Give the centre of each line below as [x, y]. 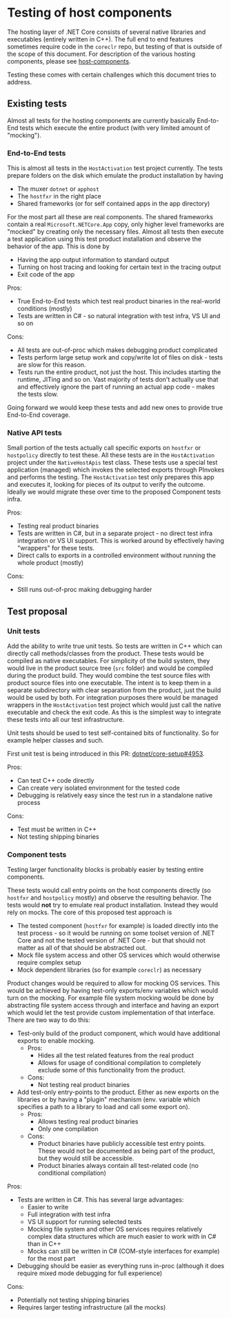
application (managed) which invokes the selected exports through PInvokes [116, 470]
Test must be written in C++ [57, 829]
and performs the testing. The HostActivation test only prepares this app [111, 477]
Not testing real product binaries [83, 1085]
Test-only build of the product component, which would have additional [119, 1033]
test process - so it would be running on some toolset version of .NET [116, 933]
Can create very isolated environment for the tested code [99, 788]
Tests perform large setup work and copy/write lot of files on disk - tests [120, 358]
